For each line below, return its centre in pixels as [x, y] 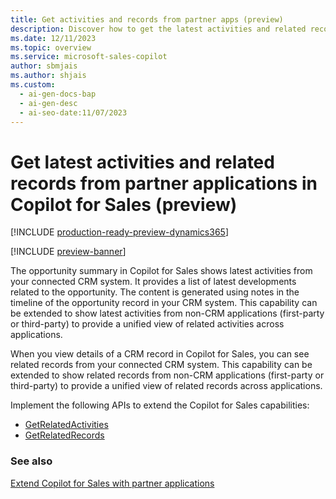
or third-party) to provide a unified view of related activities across [147, 324]
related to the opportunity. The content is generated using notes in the [155, 292]
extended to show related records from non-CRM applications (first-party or [167, 375]
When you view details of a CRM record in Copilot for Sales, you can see [160, 354]
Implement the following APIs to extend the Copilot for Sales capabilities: [160, 405]
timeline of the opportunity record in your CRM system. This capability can [164, 303]
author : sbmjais [44, 66]
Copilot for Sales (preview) [124, 204]
